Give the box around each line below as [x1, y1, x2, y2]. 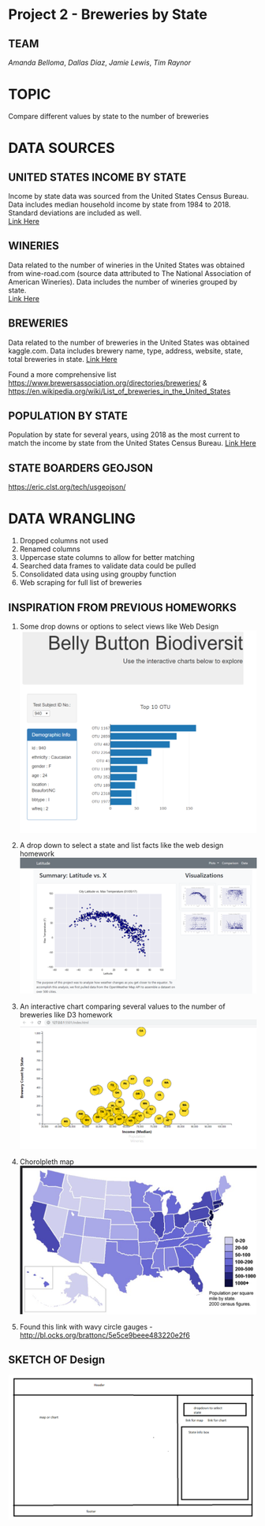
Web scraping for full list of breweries [19, 578, 142, 588]
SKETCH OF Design [8, 1353, 106, 1367]
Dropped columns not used [19, 536, 109, 546]
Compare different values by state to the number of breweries [8, 111, 209, 121]
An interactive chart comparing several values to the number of [19, 1002, 226, 1011]
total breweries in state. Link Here [8, 354, 118, 364]
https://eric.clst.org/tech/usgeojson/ [8, 483, 126, 492]
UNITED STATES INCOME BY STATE [8, 170, 187, 184]
